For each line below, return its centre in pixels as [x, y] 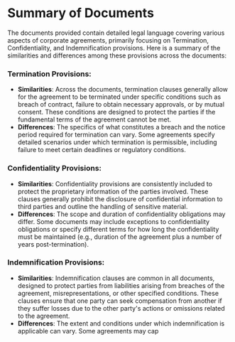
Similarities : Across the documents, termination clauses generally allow [123, 90]
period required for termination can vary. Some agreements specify [116, 135]
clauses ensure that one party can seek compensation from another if [120, 301]
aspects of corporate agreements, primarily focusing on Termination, [108, 40]
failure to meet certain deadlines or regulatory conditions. [102, 150]
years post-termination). [53, 244]
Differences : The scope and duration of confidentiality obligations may [121, 214]
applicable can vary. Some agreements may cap [88, 331]
